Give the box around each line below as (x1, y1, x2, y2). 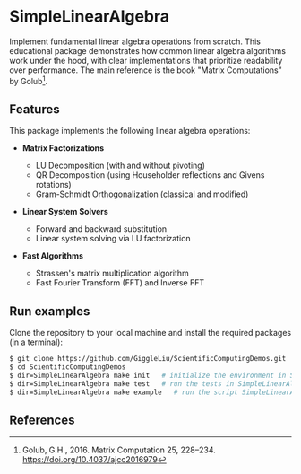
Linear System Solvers (21, 206, 109, 217)
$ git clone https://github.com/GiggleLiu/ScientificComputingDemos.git (9, 355, 287, 364)
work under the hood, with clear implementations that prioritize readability (9, 55, 283, 66)
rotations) (35, 180, 72, 190)
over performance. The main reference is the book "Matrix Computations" (9, 65, 282, 75)
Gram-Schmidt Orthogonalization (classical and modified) (35, 189, 249, 199)
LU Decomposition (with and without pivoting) (35, 160, 206, 171)
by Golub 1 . (9, 74, 47, 86)
